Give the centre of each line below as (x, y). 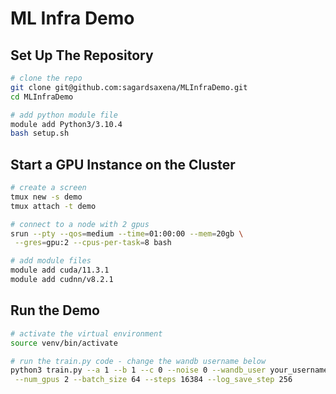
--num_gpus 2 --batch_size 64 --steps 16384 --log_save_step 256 (153, 380)
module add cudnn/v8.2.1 (62, 280)
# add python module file (64, 115)
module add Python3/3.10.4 (66, 124)
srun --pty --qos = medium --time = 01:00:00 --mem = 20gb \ (127, 233)
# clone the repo (46, 78)
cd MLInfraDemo (42, 97)
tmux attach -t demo (53, 206)
